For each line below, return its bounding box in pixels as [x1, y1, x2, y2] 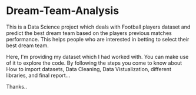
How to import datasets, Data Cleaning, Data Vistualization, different [6, 65, 172, 72]
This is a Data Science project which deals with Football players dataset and [6, 23, 191, 30]
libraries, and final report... [6, 72, 71, 79]
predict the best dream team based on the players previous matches [6, 29, 172, 36]
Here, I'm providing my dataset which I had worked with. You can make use [6, 53, 189, 60]
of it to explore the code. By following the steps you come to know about [6, 59, 182, 66]
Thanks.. [6, 83, 28, 90]
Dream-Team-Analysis [6, 4, 119, 17]
